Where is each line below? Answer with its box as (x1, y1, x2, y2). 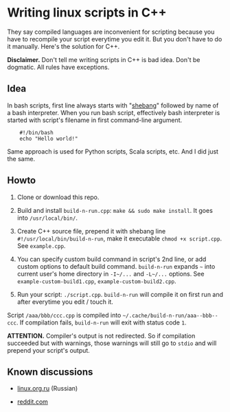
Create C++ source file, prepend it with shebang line (16, 227, 166, 235)
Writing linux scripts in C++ (7, 5, 167, 21)
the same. (7, 154, 36, 163)
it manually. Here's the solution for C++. (7, 42, 120, 50)
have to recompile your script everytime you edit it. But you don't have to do (7, 34, 222, 43)
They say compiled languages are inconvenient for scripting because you (7, 28, 215, 36)
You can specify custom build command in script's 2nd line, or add (16, 255, 207, 263)
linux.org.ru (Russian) (16, 384, 78, 393)
